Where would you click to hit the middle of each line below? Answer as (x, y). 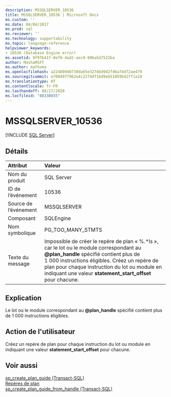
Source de (20, 204)
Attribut (17, 166)
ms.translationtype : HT (31, 81)
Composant (22, 218)
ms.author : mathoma (26, 67)
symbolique (22, 233)
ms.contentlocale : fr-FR (32, 86)
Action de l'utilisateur (40, 332)
